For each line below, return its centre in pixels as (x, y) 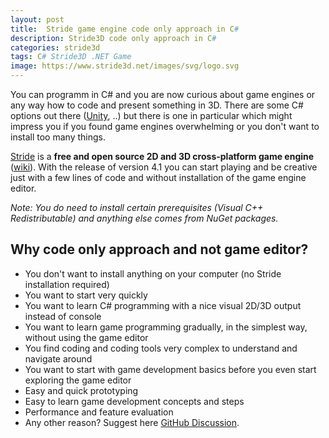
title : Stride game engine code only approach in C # (125, 29)
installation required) (67, 284)
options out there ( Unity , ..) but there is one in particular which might (151, 115)
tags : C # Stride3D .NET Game (71, 57)
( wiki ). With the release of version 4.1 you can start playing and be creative (164, 167)
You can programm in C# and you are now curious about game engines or (163, 94)
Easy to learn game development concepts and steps (134, 401)
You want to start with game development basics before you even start (170, 369)
